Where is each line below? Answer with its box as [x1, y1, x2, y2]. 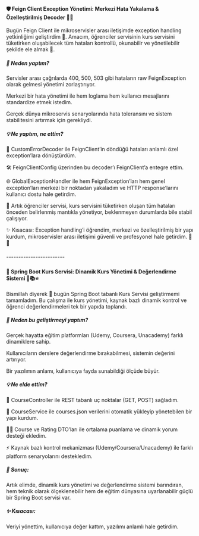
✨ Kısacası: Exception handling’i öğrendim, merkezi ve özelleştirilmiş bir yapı [6, 226, 194, 233]
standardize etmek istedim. [6, 99, 72, 106]
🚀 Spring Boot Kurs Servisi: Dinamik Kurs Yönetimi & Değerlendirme [6, 268, 176, 275]
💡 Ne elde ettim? [6, 381, 48, 388]
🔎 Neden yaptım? [6, 60, 49, 67]
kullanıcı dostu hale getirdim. [6, 191, 77, 198]
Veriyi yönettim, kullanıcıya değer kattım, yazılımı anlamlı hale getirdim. [6, 523, 179, 530]
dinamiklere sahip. [6, 338, 51, 345]
